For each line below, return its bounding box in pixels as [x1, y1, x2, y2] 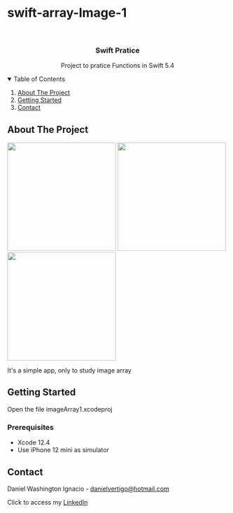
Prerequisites [7, 422, 54, 432]
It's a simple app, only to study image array [7, 366, 132, 375]
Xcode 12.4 [17, 438, 50, 447]
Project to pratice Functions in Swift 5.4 [60, 62, 175, 70]
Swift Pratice [95, 45, 140, 55]
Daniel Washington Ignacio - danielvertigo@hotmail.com [7, 484, 169, 493]
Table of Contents [13, 75, 65, 83]
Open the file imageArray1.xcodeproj [7, 405, 113, 413]
